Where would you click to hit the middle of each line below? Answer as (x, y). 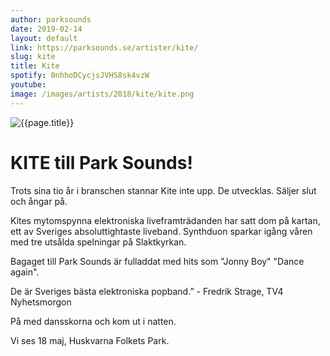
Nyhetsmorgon (41, 302)
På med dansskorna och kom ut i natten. (93, 321)
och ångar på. (39, 201)
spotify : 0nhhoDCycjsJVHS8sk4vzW (80, 76)
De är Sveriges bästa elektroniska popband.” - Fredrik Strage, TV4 (147, 291)
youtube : (28, 85)
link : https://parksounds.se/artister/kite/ (104, 47)
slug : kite (33, 57)
